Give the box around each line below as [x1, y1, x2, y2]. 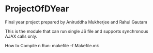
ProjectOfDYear [5, 3, 69, 14]
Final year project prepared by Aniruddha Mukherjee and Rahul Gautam [5, 19, 148, 25]
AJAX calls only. [5, 33, 38, 39]
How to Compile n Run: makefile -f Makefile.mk [5, 42, 99, 48]
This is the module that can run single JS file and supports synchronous [5, 28, 149, 34]
